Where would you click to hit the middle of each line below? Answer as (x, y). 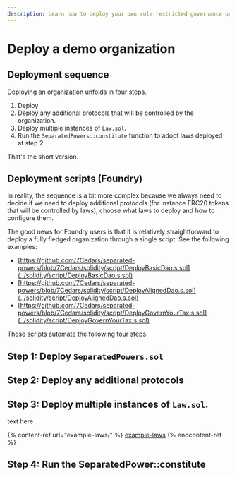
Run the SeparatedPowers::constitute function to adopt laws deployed (120, 135)
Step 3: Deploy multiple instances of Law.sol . (108, 404)
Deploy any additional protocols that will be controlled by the (105, 113)
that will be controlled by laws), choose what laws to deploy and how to (111, 211)
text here (20, 421)
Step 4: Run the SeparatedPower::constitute (107, 465)
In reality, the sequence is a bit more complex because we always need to (115, 195)
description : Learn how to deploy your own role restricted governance (115, 14)
